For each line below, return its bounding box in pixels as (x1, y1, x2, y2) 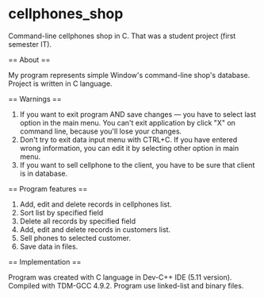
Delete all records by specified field (19, 216, 136, 226)
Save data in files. (19, 242, 78, 251)
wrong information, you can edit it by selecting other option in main (19, 143, 239, 153)
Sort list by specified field (19, 207, 104, 217)
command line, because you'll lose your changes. (19, 126, 182, 136)
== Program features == (8, 184, 88, 193)
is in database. (19, 168, 68, 178)
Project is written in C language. (8, 79, 113, 88)
